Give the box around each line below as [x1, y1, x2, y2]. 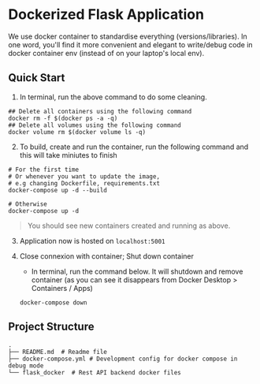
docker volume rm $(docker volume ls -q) [8, 128, 147, 136]
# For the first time [8, 166, 80, 173]
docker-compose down [19, 298, 87, 307]
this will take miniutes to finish [19, 150, 118, 159]
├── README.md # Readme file [8, 348, 108, 356]
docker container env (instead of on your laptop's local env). [8, 48, 205, 58]
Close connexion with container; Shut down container [19, 251, 195, 261]
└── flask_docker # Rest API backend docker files [8, 368, 181, 376]
